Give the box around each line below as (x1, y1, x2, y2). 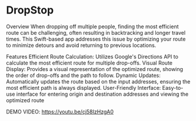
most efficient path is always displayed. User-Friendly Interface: (6, 84, 161, 91)
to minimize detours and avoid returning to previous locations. (6, 42, 157, 49)
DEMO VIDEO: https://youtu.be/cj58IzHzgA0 (6, 108, 114, 115)
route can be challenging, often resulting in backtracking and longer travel (6, 29, 186, 36)
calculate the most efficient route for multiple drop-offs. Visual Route (6, 59, 172, 66)
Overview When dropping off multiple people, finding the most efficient (6, 23, 179, 30)
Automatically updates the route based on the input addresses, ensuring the (6, 78, 191, 85)
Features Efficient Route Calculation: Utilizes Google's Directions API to (6, 53, 178, 60)
